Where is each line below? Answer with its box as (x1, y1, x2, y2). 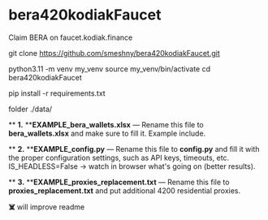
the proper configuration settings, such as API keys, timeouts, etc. (8, 153, 230, 162)
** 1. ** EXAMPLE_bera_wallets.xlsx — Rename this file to (8, 119, 205, 129)
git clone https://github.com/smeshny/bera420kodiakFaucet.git (8, 48, 221, 58)
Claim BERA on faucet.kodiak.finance (8, 32, 133, 42)
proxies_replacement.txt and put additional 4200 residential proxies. (8, 185, 241, 196)
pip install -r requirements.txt (8, 88, 106, 98)
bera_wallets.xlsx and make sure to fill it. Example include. (8, 128, 206, 138)
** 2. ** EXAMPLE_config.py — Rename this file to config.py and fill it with (8, 144, 260, 153)
